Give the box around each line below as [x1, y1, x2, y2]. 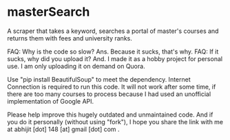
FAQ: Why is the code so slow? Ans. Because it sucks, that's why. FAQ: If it [7, 47, 219, 56]
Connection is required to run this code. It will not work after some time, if [7, 82, 216, 91]
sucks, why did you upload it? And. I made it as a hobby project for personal [7, 54, 222, 62]
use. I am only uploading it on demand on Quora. [7, 62, 146, 70]
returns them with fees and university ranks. [7, 34, 132, 42]
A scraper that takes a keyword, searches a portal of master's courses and [7, 27, 219, 35]
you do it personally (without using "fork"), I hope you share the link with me [7, 117, 224, 126]
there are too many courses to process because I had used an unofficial [7, 90, 211, 98]
